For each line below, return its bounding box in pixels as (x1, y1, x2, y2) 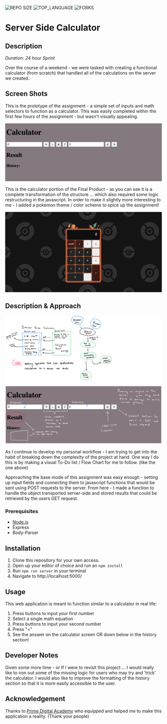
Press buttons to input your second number (12, 621, 102, 627)
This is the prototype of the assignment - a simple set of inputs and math (5, 102, 155, 109)
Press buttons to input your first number (12, 610, 94, 616)
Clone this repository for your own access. (12, 557, 100, 563)
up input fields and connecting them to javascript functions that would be (5, 480, 155, 486)
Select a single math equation (12, 616, 74, 622)
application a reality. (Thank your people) (5, 713, 89, 719)
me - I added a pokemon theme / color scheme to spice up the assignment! (5, 202, 160, 208)
